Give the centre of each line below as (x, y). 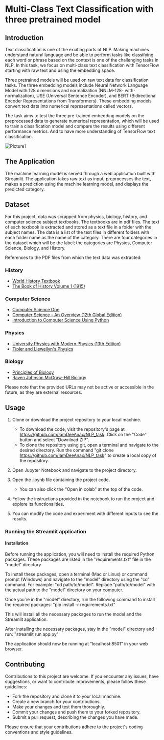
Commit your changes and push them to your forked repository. (76, 712)
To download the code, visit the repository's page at (72, 429)
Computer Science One (36, 310)
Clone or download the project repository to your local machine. (77, 419)
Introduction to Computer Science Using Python (60, 320)
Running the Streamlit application (46, 531)
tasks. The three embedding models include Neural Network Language (77, 85)
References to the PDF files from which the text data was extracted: (73, 257)
